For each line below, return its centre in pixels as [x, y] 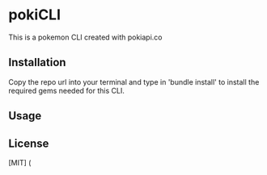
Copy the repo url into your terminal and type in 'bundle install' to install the [134, 81]
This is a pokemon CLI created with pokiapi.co [86, 37]
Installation [37, 62]
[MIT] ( [20, 162]
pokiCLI [35, 15]
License [29, 143]
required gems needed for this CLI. [67, 90]
